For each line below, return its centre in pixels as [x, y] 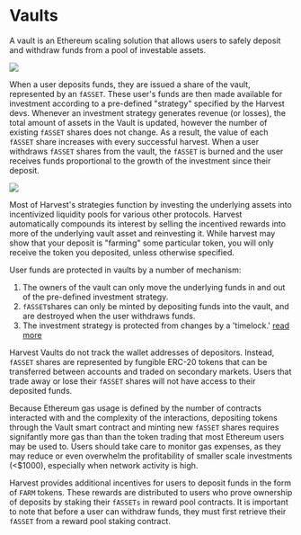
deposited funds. [41, 390]
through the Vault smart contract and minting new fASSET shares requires [144, 427]
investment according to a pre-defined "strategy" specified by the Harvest [147, 103]
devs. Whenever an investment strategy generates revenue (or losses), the [147, 112]
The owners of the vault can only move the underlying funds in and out [154, 287]
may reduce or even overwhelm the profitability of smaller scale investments [151, 456]
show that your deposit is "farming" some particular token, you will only [142, 243]
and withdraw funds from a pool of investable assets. [108, 49]
